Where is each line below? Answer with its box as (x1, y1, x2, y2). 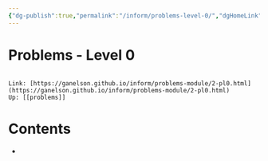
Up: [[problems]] (8, 93, 66, 101)
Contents (8, 120, 72, 138)
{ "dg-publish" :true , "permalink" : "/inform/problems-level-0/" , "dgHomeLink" (8, 11, 262, 20)
